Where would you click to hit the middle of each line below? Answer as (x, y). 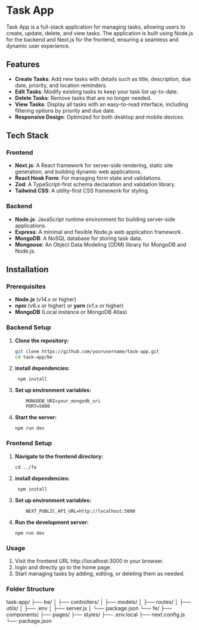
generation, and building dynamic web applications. (78, 172)
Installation (27, 269)
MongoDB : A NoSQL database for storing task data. (78, 238)
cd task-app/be (34, 357)
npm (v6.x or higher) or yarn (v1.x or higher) (69, 306)
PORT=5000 (38, 406)
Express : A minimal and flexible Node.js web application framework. (99, 232)
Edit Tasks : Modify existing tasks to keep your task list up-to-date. (97, 91)
